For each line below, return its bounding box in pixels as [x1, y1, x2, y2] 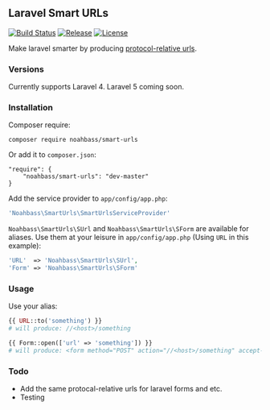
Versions [8, 64, 44, 75]
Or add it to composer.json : [8, 150, 96, 159]
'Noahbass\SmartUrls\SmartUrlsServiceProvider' [8, 209, 171, 217]
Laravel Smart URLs [8, 6, 109, 20]
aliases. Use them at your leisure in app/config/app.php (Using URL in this [8, 233, 249, 242]
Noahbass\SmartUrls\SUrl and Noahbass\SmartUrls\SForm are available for [8, 224, 249, 234]
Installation [8, 102, 54, 114]
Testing [19, 392, 46, 402]
